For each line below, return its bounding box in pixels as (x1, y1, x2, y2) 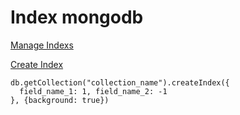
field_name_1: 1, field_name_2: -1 (19, 86, 168, 96)
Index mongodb (10, 6, 144, 29)
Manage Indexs (10, 39, 74, 51)
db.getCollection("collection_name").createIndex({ (10, 77, 230, 88)
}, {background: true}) (10, 95, 110, 105)
